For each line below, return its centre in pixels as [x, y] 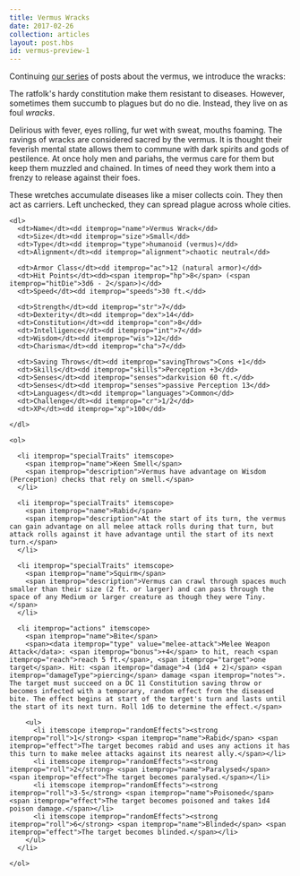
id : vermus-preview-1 [50, 51]
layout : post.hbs [42, 43]
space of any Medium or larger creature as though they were [126, 597]
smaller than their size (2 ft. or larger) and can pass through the [142, 589]
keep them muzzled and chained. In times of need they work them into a [142, 168]
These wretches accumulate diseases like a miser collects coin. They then [146, 195]
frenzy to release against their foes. [75, 178]
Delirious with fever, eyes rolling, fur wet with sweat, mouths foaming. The [146, 130]
